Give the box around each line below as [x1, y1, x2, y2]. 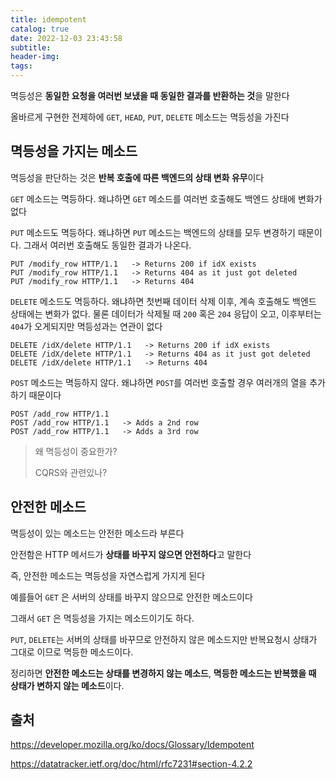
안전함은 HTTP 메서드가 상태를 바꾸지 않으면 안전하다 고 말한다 [10, 548, 252, 560]
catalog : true [10, 24, 70, 34]
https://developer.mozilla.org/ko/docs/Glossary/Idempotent [10, 739, 255, 751]
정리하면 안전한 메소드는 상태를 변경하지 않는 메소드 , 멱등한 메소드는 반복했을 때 [10, 667, 317, 679]
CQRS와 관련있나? [34, 466, 108, 478]
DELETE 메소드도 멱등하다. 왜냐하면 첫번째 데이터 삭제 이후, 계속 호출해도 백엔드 [10, 295, 317, 307]
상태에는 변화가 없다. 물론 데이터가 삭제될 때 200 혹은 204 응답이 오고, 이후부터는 [10, 307, 322, 320]
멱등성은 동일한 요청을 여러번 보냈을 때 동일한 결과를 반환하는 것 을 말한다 [10, 90, 290, 101]
